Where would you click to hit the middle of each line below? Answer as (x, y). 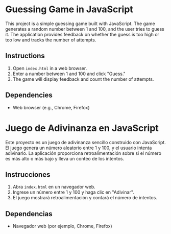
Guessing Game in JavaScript (69, 9)
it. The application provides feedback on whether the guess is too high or (82, 34)
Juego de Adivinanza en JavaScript (82, 128)
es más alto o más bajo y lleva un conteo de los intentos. (65, 158)
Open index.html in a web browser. (50, 68)
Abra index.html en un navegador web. (54, 187)
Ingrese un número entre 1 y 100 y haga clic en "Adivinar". (73, 192)
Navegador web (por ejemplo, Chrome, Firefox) (62, 226)
